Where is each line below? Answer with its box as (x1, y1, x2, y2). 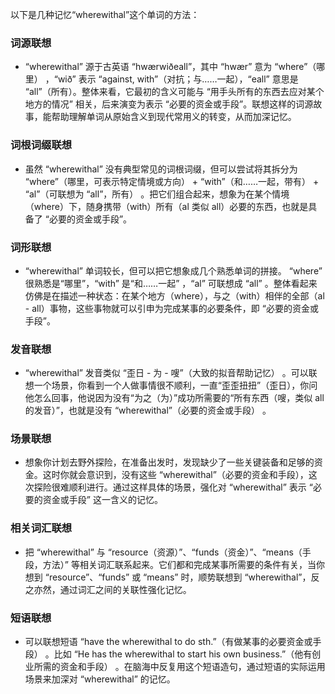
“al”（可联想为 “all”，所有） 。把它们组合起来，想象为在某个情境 (24, 188, 290, 200)
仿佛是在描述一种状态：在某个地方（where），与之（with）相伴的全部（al (24, 289, 325, 302)
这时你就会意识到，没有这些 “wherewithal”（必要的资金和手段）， (42, 469, 309, 481)
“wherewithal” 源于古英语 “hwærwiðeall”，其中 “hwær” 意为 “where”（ (24, 61, 317, 73)
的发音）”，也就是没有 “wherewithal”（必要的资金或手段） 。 (24, 404, 272, 417)
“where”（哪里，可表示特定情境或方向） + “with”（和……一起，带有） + (24, 175, 320, 187)
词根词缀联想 (10, 138, 73, 152)
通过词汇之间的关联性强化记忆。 (59, 583, 192, 595)
